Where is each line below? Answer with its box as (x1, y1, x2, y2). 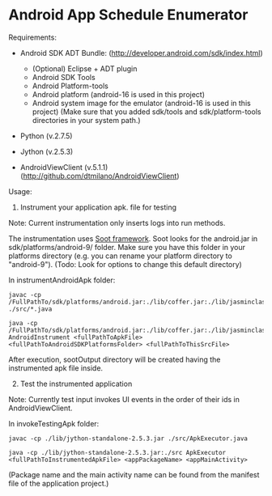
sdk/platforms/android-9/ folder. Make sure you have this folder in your (8, 242, 245, 252)
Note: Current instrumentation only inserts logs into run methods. (8, 218, 226, 227)
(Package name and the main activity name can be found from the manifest (8, 469, 260, 479)
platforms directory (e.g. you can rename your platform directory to (8, 251, 232, 261)
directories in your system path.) (32, 115, 141, 125)
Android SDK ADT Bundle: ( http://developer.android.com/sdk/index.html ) (19, 48, 263, 57)
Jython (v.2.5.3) (19, 146, 74, 156)
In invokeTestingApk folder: (8, 418, 100, 428)
